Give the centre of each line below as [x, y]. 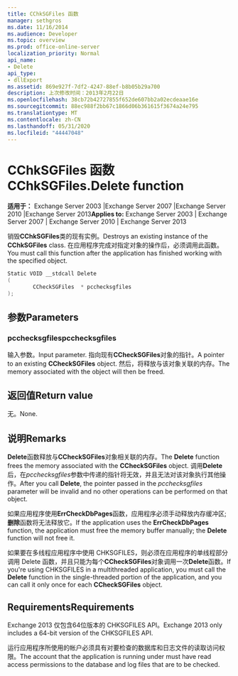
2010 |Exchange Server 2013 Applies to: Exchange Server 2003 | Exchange [117, 214]
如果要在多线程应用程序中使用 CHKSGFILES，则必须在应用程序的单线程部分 [118, 553]
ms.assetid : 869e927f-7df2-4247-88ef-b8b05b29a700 [84, 87]
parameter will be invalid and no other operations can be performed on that [118, 491]
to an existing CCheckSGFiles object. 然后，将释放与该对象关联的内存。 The [119, 364]
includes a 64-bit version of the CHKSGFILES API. [80, 633]
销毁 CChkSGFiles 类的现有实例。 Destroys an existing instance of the [108, 236]
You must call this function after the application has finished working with [115, 253]
